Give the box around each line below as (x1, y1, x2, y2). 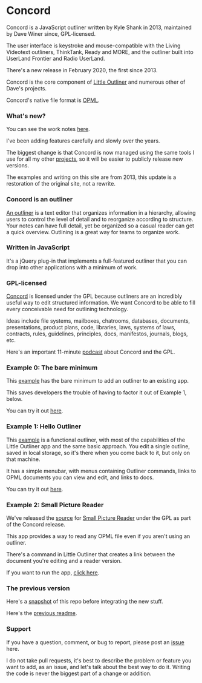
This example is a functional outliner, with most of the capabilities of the (6, 436, 186, 443)
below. (6, 395, 23, 403)
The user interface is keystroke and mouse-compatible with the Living (6, 42, 181, 49)
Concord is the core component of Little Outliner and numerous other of (6, 78, 186, 86)
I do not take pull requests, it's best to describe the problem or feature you (6, 656, 192, 664)
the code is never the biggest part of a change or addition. (6, 670, 152, 677)
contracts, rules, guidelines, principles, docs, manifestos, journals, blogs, (6, 330, 189, 337)
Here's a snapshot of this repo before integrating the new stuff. (6, 598, 163, 605)
